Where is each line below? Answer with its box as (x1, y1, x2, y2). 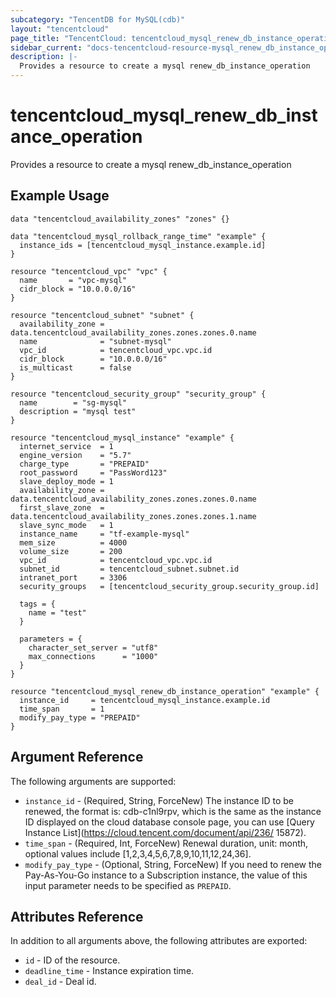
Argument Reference (10, 749, 144, 766)
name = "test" (28, 607, 87, 618)
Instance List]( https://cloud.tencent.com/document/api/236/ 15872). (24, 826, 307, 838)
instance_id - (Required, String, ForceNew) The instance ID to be (24, 794, 295, 806)
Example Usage (10, 187, 110, 205)
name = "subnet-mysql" (19, 336, 172, 346)
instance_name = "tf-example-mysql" (19, 529, 190, 539)
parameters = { (19, 634, 83, 644)
